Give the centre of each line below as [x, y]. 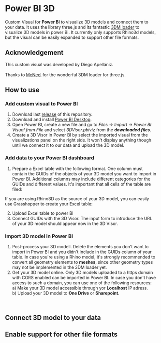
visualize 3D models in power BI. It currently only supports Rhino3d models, [80, 32]
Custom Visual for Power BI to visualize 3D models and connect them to [77, 22]
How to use [22, 90]
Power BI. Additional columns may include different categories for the [81, 179]
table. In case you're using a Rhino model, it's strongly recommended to [84, 257]
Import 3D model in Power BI [39, 236]
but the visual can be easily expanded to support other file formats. [72, 37]
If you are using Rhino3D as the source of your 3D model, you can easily [77, 198]
